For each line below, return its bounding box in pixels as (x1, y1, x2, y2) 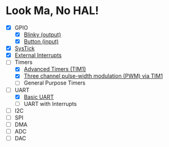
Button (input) (23, 38, 59, 45)
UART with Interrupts (23, 100, 77, 107)
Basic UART (23, 93, 54, 100)
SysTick (14, 45, 35, 52)
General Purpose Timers (23, 79, 86, 86)
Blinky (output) (23, 31, 62, 38)
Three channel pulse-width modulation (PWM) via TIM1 (23, 72, 163, 80)
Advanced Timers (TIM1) (23, 66, 86, 73)
